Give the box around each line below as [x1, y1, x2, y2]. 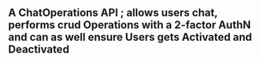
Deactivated [8, 43, 69, 56]
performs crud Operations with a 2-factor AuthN [8, 19, 251, 32]
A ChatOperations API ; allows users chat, [8, 6, 218, 20]
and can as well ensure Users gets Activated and [8, 30, 252, 44]
